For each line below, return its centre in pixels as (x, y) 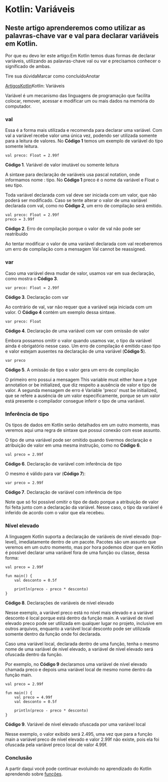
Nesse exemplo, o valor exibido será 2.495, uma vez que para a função (79, 734)
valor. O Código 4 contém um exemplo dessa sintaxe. (61, 312)
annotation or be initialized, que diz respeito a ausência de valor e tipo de (81, 385)
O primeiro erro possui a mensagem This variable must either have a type (81, 379)
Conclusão (19, 758)
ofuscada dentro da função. (34, 655)
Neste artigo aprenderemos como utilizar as (75, 28)
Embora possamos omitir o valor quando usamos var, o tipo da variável (78, 340)
